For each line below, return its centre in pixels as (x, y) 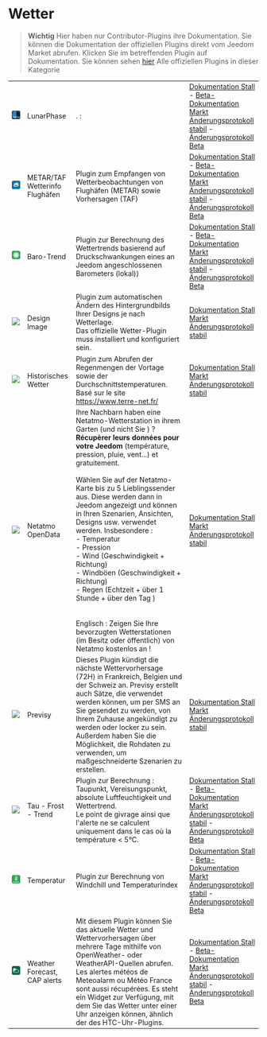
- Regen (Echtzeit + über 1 (120, 589)
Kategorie (44, 69)
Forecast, (43, 972)
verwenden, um (101, 753)
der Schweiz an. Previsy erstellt (127, 686)
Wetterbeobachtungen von (119, 182)
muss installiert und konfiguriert (128, 340)
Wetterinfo (44, 186)
